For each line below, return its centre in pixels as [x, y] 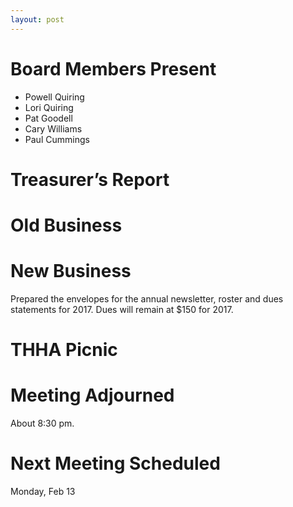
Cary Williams [53, 128]
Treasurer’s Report [90, 179]
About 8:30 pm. [42, 423]
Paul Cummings [57, 139]
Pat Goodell [48, 118]
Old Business [66, 225]
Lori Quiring [49, 107]
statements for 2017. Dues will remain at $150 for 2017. [122, 309]
